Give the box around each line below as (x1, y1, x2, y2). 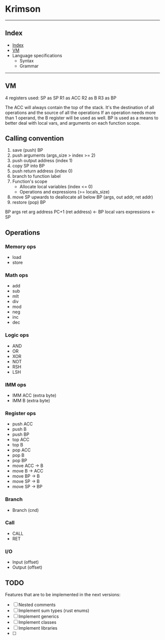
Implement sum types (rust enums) (18, 608, 89, 613)
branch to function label (12, 173, 61, 179)
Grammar (19, 63, 39, 69)
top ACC (12, 437, 29, 443)
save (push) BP (12, 147, 43, 153)
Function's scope (12, 178, 48, 185)
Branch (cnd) (12, 507, 39, 513)
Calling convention (5, 134, 64, 142)
